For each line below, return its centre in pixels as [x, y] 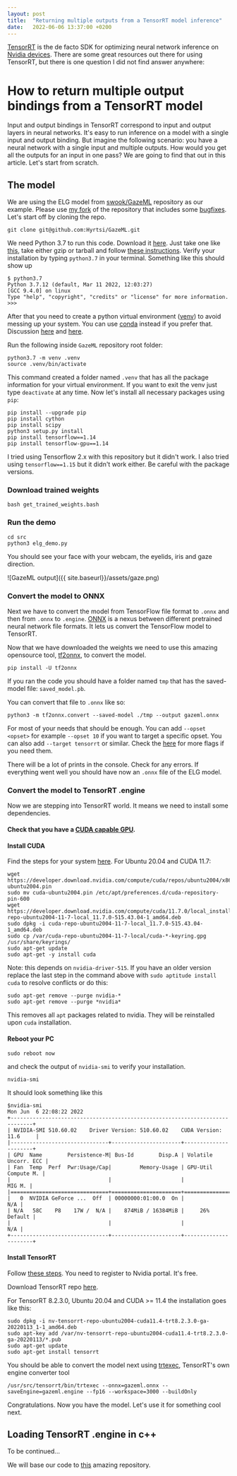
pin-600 [19, 899]
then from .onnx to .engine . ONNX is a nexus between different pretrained [115, 619]
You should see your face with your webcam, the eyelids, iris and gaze [110, 556]
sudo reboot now [31, 1053]
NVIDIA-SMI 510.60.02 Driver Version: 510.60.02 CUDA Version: [118, 1130]
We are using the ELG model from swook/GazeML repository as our [105, 202]
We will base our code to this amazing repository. [79, 1465]
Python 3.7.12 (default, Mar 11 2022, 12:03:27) [80, 285]
